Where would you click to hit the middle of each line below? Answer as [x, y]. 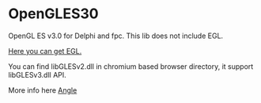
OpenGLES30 [53, 14]
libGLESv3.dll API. [38, 74]
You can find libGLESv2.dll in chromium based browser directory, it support [131, 66]
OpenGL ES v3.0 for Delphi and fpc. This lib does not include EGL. [116, 36]
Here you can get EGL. [45, 51]
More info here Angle [43, 90]
